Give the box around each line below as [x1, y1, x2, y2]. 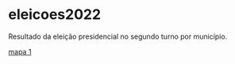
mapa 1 [8, 47, 32, 56]
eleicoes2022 [8, 6, 102, 24]
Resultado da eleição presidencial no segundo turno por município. [8, 32, 228, 41]
